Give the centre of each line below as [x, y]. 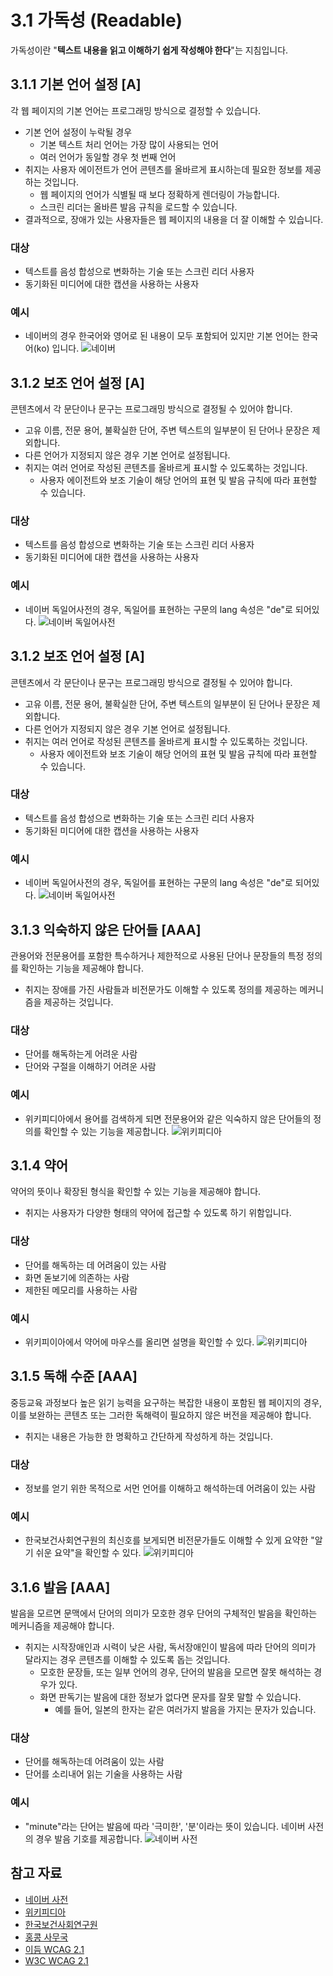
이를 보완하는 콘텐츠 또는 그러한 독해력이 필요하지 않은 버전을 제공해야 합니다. [161, 1415]
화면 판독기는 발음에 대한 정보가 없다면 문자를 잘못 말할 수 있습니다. [170, 1697]
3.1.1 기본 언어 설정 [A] [76, 84]
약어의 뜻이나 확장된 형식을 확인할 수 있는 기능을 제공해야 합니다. [136, 1192]
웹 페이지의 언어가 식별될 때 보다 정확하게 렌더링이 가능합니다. [159, 194]
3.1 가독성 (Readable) [96, 20]
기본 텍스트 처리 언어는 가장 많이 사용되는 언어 [129, 144]
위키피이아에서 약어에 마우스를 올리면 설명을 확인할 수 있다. [139, 1342]
